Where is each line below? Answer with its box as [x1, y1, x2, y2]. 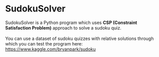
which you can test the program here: [5, 40, 83, 46]
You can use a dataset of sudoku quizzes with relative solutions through [5, 35, 154, 41]
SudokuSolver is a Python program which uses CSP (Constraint [5, 19, 137, 25]
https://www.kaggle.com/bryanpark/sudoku [5, 46, 96, 52]
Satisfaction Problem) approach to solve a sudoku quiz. [5, 24, 121, 30]
